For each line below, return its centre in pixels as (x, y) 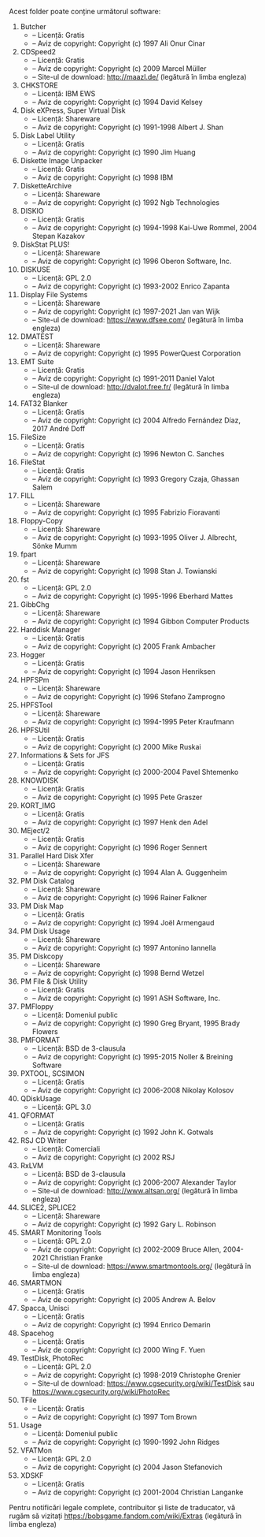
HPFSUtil (35, 730)
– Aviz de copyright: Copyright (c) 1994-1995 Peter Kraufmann (133, 722)
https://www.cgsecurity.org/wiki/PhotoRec (101, 1392)
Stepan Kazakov (59, 236)
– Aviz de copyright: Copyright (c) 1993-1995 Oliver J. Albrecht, (134, 538)
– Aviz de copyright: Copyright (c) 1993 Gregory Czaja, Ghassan (136, 479)
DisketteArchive (46, 186)
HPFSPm (35, 680)
